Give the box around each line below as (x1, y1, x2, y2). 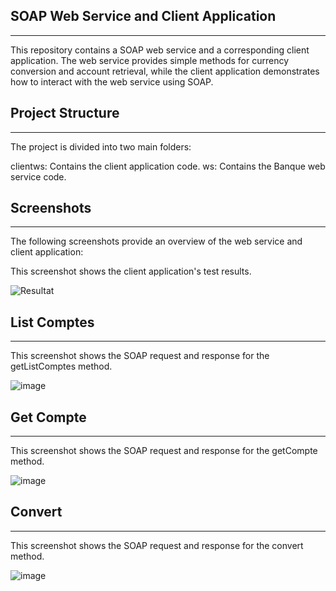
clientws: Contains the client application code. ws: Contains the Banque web (10, 160, 326, 172)
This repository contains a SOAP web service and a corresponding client (10, 44, 310, 56)
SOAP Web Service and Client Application (10, 8, 277, 25)
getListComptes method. (10, 360, 113, 373)
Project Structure (10, 105, 120, 122)
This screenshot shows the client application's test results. (10, 265, 252, 278)
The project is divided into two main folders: (10, 140, 192, 153)
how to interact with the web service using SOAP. (10, 75, 214, 88)
